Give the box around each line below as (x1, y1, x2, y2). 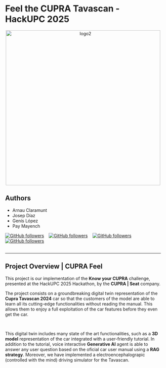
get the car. (5, 311, 29, 317)
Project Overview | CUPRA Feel (5, 262, 103, 271)
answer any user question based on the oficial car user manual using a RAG (5, 346, 160, 352)
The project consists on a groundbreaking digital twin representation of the (5, 290, 158, 296)
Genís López (12, 218, 38, 224)
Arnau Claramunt (12, 207, 47, 213)
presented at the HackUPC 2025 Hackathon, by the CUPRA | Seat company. (5, 281, 161, 287)
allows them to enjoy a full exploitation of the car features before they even (5, 306, 158, 312)
